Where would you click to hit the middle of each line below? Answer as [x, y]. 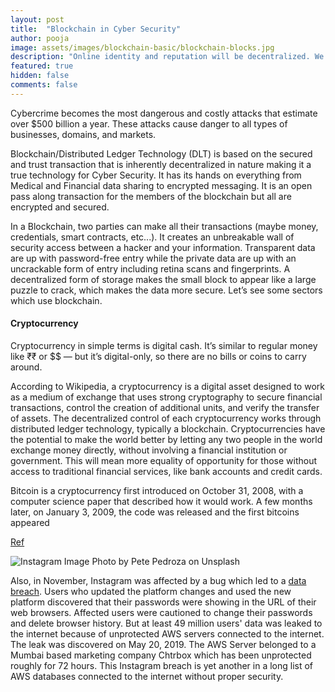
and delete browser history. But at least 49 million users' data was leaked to [166, 623]
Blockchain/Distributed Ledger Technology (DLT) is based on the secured [161, 153]
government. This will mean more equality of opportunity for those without [164, 460]
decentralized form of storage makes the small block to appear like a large [163, 279]
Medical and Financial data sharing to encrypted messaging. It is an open [161, 185]
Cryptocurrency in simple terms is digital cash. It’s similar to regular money [164, 345]
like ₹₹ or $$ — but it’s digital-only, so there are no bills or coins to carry [158, 356]
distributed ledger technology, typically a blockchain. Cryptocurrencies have [168, 428]
